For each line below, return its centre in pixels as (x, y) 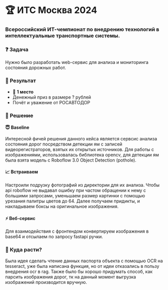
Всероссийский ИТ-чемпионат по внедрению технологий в (82, 30)
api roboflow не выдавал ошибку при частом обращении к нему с (76, 190)
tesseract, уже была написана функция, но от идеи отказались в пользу (82, 266)
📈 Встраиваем (22, 172)
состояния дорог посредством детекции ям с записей (64, 144)
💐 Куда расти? (24, 250)
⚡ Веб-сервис (20, 218)
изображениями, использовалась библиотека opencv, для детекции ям (82, 155)
